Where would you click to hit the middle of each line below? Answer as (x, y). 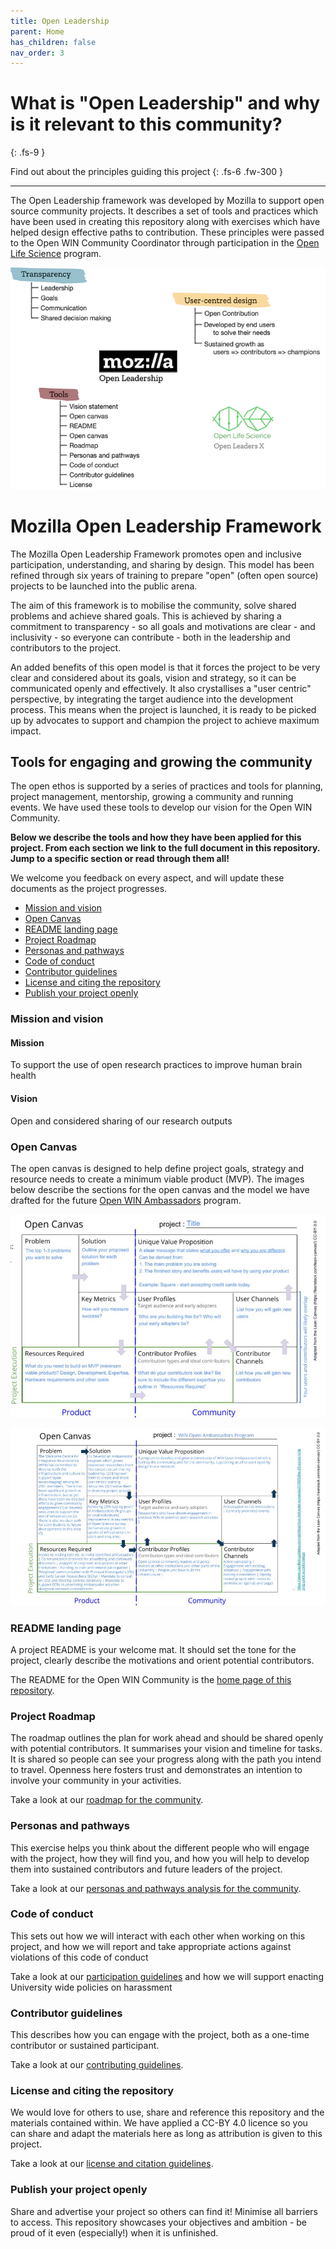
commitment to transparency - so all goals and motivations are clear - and (163, 626)
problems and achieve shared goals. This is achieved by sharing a (146, 616)
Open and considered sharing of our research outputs (121, 1121)
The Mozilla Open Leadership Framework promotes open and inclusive (156, 554)
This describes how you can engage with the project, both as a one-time (160, 2035)
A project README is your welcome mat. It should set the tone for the (153, 1649)
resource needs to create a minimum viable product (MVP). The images (157, 1179)
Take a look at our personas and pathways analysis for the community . (156, 1888)
